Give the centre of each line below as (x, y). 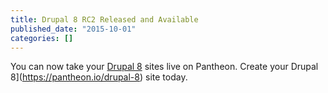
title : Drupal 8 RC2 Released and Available (104, 19)
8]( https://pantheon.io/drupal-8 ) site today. (99, 77)
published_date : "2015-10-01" (73, 29)
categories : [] (42, 38)
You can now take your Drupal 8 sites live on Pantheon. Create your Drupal (164, 67)
